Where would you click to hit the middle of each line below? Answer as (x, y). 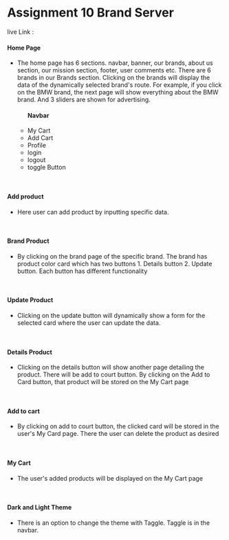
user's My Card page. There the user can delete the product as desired (118, 434)
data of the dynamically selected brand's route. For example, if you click (119, 85)
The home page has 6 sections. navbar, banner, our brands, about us (115, 63)
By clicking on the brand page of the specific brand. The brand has (112, 256)
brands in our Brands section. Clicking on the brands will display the (113, 78)
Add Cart (40, 138)
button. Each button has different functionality (82, 271)
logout (36, 160)
